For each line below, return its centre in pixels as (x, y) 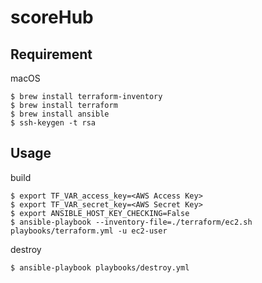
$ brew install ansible (60, 114)
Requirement (51, 54)
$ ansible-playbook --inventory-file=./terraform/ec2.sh (131, 222)
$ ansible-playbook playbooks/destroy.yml (100, 267)
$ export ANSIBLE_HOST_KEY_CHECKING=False (100, 213)
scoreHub (52, 17)
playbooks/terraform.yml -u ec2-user (89, 231)
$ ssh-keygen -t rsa (53, 123)
